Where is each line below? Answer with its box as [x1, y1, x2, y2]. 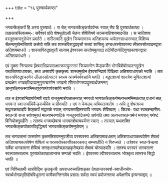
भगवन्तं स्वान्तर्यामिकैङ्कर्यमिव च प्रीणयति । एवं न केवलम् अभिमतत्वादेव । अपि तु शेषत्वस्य [5, 101, 144, 107]
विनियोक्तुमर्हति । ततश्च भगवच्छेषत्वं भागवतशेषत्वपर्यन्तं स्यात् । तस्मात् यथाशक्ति [5, 118, 130, 124]
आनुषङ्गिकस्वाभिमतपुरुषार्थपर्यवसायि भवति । [5, 85, 75, 91]
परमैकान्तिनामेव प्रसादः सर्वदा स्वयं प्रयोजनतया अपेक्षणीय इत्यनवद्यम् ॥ [45, 172, 152, 177]
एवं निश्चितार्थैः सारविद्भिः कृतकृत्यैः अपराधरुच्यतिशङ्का [5, 166, 91, 172]
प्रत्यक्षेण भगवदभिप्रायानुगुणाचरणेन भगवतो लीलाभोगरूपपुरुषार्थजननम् [5, 80, 108, 85]
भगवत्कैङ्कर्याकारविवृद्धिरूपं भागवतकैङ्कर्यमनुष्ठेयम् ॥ [5, 123, 88, 129]
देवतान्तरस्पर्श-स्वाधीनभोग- [91, 166, 133, 172]
